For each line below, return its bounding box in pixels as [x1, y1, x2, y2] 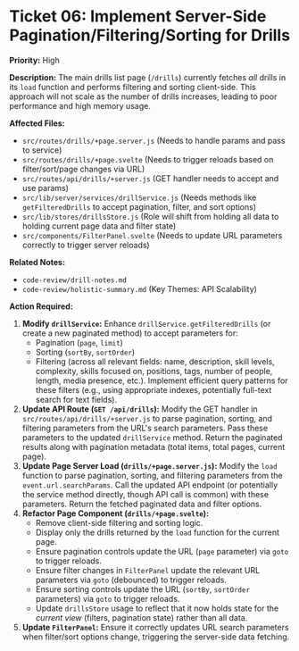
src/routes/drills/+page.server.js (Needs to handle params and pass [21, 135, 286, 146]
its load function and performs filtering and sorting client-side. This [9, 81, 256, 92]
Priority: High [9, 54, 60, 65]
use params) [21, 182, 70, 193]
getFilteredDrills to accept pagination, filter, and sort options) [21, 201, 257, 212]
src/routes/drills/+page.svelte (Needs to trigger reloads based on [21, 154, 274, 164]
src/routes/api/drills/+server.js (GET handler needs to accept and [21, 172, 279, 184]
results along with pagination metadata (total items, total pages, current [21, 441, 286, 452]
